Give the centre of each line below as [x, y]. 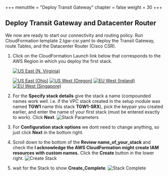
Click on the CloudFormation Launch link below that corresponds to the [87, 55]
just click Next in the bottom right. [48, 132]
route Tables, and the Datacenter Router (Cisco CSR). [61, 46]
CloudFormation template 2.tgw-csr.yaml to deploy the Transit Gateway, [80, 40]
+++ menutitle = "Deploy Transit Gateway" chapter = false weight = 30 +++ [84, 7]
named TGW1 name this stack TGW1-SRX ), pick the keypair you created [88, 106]
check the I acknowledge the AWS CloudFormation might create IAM [86, 147]
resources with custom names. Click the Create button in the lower [83, 153]
